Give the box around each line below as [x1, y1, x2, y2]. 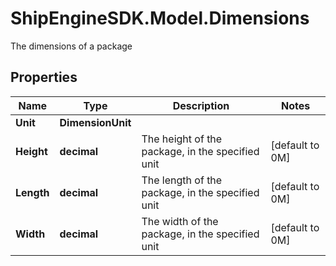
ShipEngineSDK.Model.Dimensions [10, 7, 310, 30]
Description [172, 98, 230, 112]
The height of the [141, 132, 223, 146]
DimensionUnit [59, 115, 132, 129]
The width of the [141, 214, 219, 228]
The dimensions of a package [10, 40, 133, 52]
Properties [10, 69, 78, 86]
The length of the [141, 173, 223, 187]
